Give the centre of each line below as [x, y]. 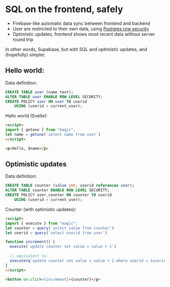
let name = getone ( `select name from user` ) [53, 135]
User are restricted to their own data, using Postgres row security [81, 28]
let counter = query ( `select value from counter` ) [60, 228]
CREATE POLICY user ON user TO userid [46, 101]
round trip [23, 39]
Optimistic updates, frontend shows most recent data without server [84, 34]
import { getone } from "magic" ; [40, 130]
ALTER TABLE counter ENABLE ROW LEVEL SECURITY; [57, 190]
